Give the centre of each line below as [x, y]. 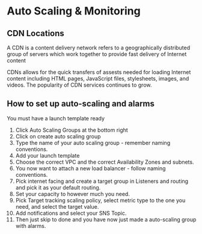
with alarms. [31, 226]
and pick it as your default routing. [58, 187]
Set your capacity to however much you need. [72, 194]
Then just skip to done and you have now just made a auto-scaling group [106, 219]
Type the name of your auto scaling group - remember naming [93, 143]
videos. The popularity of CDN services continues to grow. [79, 85]
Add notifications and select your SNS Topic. [71, 213]
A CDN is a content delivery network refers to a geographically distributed [99, 48]
